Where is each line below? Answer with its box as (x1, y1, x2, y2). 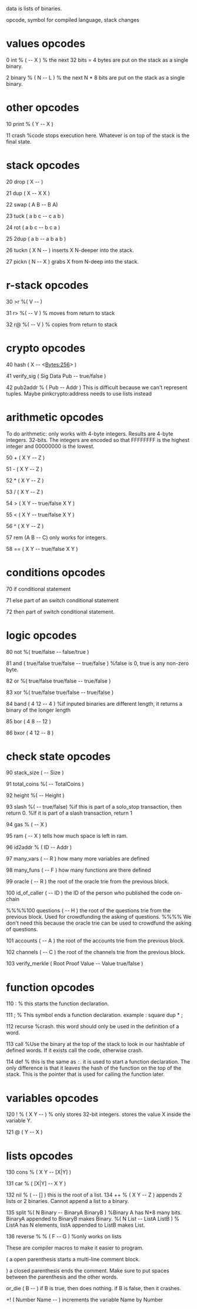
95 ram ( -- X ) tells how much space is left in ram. (6, 832, 128, 839)
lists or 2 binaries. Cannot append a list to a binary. (6, 1198, 129, 1205)
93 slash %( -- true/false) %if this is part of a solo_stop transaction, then (6, 803, 182, 810)
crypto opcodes (6, 341, 86, 355)
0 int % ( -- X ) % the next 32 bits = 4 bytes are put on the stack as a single (6, 56, 189, 64)
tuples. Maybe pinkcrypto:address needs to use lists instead (6, 390, 152, 397)
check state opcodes (6, 750, 111, 763)
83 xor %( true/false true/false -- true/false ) (6, 689, 114, 696)
